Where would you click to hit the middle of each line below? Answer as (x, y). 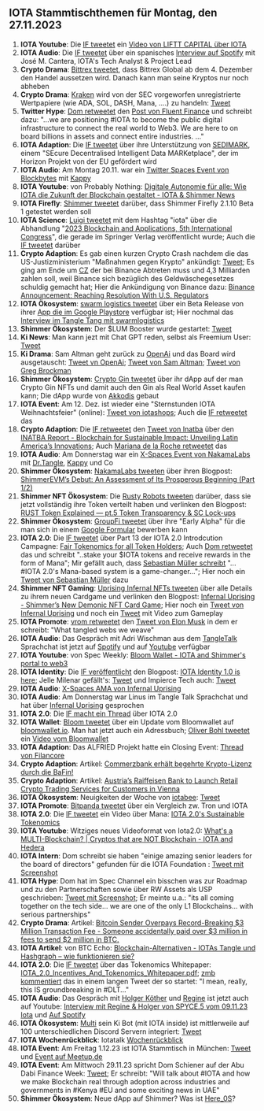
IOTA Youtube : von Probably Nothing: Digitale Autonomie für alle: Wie (133, 186)
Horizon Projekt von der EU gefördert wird (88, 161)
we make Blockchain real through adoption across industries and (125, 1081)
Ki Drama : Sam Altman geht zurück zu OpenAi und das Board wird (128, 354)
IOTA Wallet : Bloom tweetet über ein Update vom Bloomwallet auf (127, 722)
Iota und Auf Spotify (53, 1014)
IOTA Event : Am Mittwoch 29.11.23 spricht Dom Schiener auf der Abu (132, 1065)
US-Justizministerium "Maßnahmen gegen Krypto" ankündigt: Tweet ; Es (137, 261)
